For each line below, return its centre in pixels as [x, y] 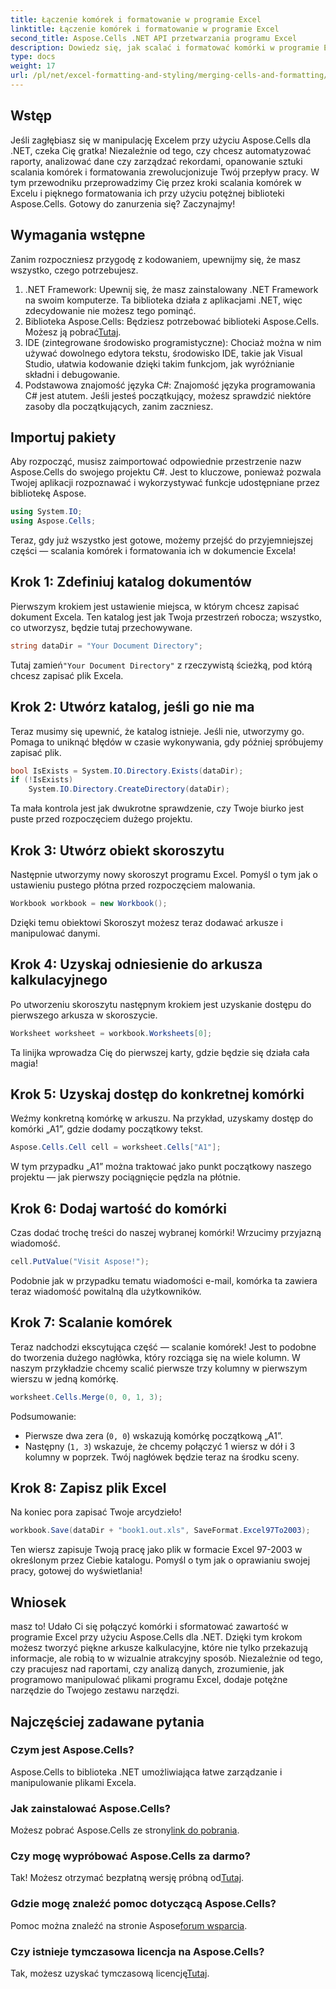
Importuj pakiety [63, 437]
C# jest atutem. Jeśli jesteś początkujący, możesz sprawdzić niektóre [168, 395]
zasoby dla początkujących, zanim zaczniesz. [119, 406]
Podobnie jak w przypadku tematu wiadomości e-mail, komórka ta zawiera [164, 1280]
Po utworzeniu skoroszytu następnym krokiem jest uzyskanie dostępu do [161, 1004]
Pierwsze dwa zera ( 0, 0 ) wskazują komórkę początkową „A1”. [153, 1435]
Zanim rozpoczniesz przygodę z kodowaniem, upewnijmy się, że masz [156, 259]
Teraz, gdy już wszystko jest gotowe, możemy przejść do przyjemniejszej [161, 540]
